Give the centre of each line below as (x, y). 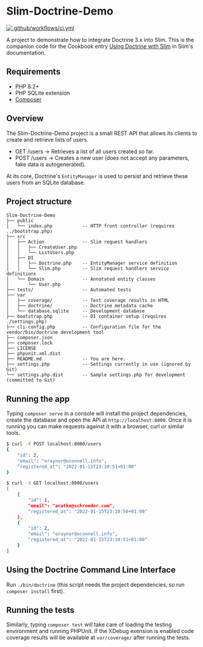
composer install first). (35, 591)
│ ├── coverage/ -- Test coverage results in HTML (88, 301)
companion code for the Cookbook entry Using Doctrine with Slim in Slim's (100, 46)
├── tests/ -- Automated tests (69, 290)
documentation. (26, 52)
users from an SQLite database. (46, 182)
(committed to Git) (31, 380)
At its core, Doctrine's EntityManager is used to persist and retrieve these (97, 176)
